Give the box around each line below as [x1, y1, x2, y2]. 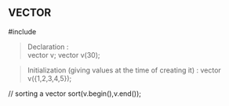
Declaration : [27, 42, 69, 51]
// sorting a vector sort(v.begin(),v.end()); [8, 89, 141, 98]
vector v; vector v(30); [27, 50, 100, 59]
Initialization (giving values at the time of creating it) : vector [27, 65, 221, 75]
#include [8, 26, 37, 36]
